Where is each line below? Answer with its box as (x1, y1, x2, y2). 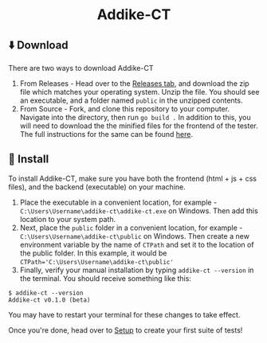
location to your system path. (19, 214, 116, 224)
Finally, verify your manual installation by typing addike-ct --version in (19, 265, 254, 275)
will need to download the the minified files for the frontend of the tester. (19, 121, 259, 131)
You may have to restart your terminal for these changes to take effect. (8, 310, 241, 319)
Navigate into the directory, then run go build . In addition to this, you (19, 113, 251, 122)
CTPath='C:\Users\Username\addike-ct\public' (19, 258, 174, 266)
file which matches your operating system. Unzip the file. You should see (19, 88, 260, 96)
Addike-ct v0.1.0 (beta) (8, 296, 91, 304)
